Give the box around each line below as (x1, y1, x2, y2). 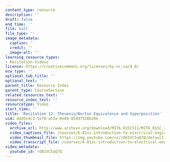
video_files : (5, 120, 33, 126)
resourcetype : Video (5, 102, 49, 107)
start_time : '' (5, 107, 37, 112)
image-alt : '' (10, 50, 39, 55)
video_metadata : (5, 144, 39, 150)
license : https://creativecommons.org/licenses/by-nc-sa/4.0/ (5, 64, 139, 69)
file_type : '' (5, 31, 35, 36)
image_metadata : (5, 36, 39, 41)
